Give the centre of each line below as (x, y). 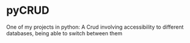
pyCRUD (28, 10)
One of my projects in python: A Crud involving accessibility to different (95, 27)
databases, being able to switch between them (64, 33)
